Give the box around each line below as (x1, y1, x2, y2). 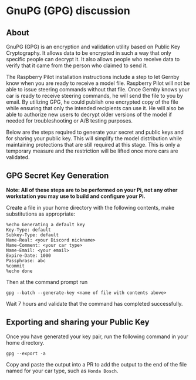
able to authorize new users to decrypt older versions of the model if (6, 111, 172, 118)
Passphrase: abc (6, 257, 46, 263)
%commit (6, 263, 25, 269)
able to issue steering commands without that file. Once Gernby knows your (6, 86, 190, 92)
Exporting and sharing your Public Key (6, 317, 150, 328)
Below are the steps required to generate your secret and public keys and (6, 128, 184, 136)
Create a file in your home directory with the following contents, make (6, 204, 175, 211)
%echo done (6, 268, 33, 274)
